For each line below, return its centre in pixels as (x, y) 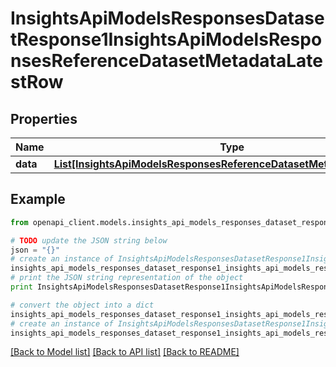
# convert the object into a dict (82, 305)
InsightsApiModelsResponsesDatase (167, 18)
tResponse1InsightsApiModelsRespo (166, 39)
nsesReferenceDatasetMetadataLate (166, 61)
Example (38, 199)
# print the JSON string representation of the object (127, 278)
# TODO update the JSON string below (89, 240)
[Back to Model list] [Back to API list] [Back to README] (125, 352)
